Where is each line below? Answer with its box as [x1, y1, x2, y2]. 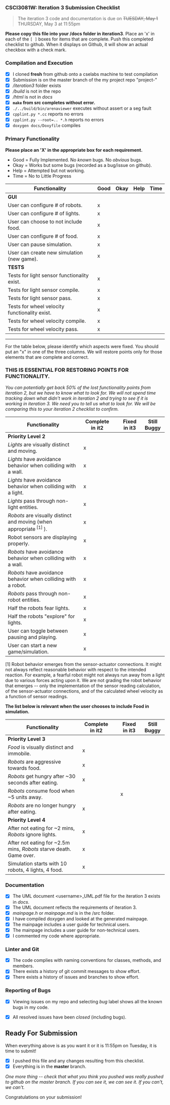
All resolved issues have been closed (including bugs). [12, 1014, 126, 1020]
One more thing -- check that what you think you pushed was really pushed [5, 1073, 163, 1079]
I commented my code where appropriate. [12, 932, 101, 939]
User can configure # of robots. [8, 201, 82, 208]
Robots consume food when [8, 787, 75, 794]
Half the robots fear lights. [8, 605, 70, 612]
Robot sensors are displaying [8, 534, 77, 541]
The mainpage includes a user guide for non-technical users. [12, 927, 140, 933]
